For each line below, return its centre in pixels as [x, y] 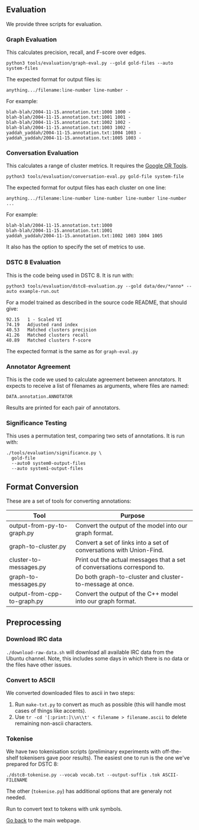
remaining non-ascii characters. [54, 723]
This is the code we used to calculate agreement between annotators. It [94, 379]
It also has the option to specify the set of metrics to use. [76, 247]
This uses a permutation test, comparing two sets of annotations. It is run [95, 436]
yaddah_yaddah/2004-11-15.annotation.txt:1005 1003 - [74, 138]
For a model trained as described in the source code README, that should [97, 302]
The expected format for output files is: [54, 79]
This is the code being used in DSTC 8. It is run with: [70, 275]
